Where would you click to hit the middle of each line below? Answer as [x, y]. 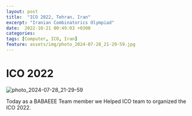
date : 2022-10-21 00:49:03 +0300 [49, 28]
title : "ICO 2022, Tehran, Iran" [49, 17]
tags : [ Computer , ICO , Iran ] [42, 39]
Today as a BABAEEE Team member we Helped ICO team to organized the [96, 101]
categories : [21, 34]
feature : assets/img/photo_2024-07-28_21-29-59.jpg [71, 45]
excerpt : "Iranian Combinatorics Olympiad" [60, 22]
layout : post [22, 11]
